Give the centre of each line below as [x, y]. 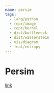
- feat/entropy [25, 47]
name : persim [18, 10]
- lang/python [24, 19]
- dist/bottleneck [28, 33]
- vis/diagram [24, 42]
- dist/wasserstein [29, 38]
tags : [11, 14]
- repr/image [23, 24]
